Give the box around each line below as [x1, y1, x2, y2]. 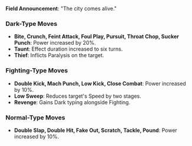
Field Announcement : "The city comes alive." [5, 5, 117, 12]
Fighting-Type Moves [5, 67, 68, 75]
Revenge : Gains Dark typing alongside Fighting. [14, 98, 131, 105]
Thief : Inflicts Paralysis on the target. [14, 52, 104, 59]
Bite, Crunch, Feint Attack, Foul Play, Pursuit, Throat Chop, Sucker [14, 33, 179, 40]
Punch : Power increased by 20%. [14, 39, 96, 47]
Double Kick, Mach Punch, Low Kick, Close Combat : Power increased [14, 79, 186, 87]
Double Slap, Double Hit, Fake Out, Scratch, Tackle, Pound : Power [14, 127, 177, 134]
